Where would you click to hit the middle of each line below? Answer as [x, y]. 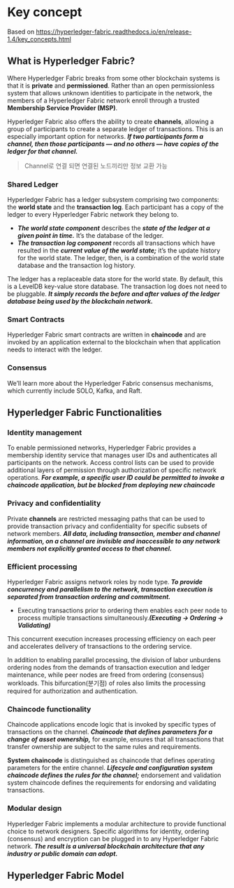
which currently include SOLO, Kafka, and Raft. [75, 391]
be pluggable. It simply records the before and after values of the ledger [114, 294]
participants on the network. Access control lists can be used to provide [111, 463]
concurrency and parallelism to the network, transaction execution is [110, 589]
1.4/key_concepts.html [39, 39]
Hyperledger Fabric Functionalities [85, 413]
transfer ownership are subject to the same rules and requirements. [104, 747]
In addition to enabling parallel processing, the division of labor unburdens [114, 659]
